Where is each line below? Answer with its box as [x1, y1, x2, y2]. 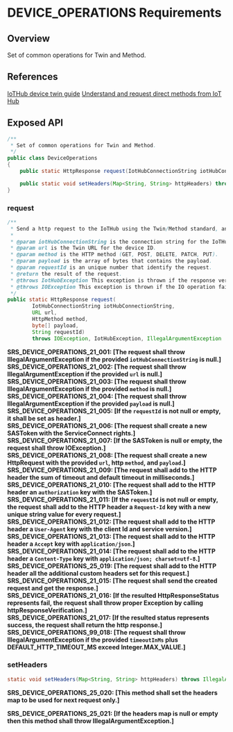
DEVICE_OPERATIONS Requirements [7, 5, 222, 21]
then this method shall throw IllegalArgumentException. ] [7, 717, 175, 725]
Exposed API [7, 117, 64, 129]
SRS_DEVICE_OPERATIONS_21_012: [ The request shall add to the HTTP [7, 517, 216, 526]
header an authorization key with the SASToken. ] [7, 488, 153, 496]
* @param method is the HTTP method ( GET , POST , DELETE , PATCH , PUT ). [10, 251, 218, 258]
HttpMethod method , [32, 316, 89, 323]
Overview [7, 33, 51, 44]
